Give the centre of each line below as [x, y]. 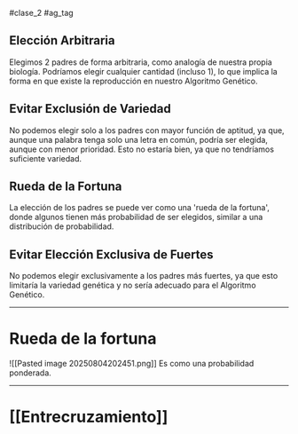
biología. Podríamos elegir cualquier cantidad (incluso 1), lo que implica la [143, 71]
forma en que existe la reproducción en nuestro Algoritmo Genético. [133, 81]
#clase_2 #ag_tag [41, 13]
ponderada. [30, 373]
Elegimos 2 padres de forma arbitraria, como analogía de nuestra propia [141, 62]
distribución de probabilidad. [62, 226]
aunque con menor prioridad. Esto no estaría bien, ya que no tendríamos [142, 149]
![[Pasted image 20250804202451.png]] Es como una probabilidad [132, 364]
